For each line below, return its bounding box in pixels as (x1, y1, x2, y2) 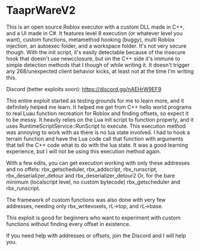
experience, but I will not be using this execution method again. (6, 147, 161, 155)
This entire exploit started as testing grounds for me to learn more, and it (6, 97, 185, 104)
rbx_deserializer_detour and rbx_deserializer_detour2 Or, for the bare (6, 172, 176, 179)
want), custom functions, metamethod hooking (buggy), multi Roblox (6, 36, 175, 43)
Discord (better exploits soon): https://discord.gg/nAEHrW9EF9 (6, 85, 162, 92)
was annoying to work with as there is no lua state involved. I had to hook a (6, 129, 190, 136)
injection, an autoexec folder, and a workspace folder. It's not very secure (6, 42, 187, 49)
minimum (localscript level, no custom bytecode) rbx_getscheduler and (6, 178, 180, 185)
